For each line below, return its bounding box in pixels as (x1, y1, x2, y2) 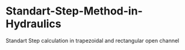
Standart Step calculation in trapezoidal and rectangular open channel (5, 37, 180, 44)
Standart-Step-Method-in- (5, 4, 143, 18)
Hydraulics (5, 17, 61, 31)
